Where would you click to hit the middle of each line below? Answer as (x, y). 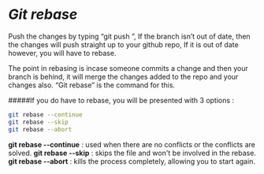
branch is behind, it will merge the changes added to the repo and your (123, 76)
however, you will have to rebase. (62, 53)
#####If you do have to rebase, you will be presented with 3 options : (121, 100)
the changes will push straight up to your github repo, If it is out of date (123, 44)
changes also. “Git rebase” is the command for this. (92, 85)
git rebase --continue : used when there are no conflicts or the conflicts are (132, 144)
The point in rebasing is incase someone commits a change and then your (128, 68)
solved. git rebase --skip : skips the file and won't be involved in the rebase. (132, 153)
